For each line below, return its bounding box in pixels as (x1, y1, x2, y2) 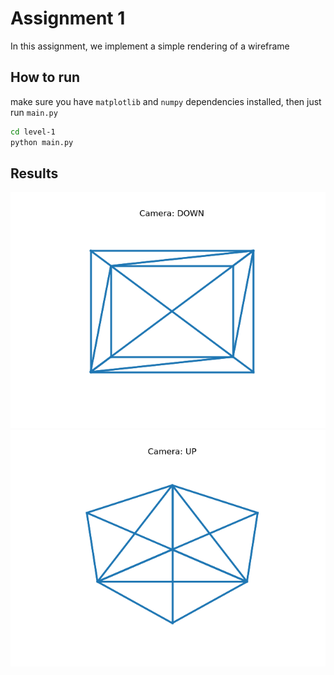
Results (10, 165, 59, 182)
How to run (10, 69, 81, 86)
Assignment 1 (10, 7, 126, 30)
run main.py (10, 106, 58, 118)
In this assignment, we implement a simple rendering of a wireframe (10, 40, 290, 52)
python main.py (10, 137, 74, 147)
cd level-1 (10, 127, 56, 137)
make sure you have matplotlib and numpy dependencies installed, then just (10, 95, 322, 107)
